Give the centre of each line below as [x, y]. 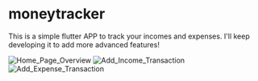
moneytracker [57, 14]
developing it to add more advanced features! [84, 44]
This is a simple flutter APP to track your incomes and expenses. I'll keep [129, 36]
